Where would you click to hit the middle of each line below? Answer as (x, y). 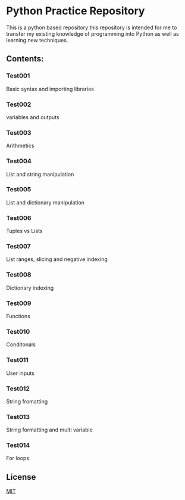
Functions (18, 316)
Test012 (18, 389)
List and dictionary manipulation (46, 202)
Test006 (19, 218)
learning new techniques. (37, 40)
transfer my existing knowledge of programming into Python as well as (93, 33)
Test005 (19, 190)
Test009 (19, 303)
